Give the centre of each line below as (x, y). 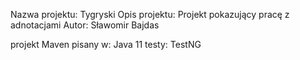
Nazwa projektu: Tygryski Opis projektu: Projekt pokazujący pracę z (150, 14)
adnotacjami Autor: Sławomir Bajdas (85, 25)
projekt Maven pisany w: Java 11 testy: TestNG (106, 44)
